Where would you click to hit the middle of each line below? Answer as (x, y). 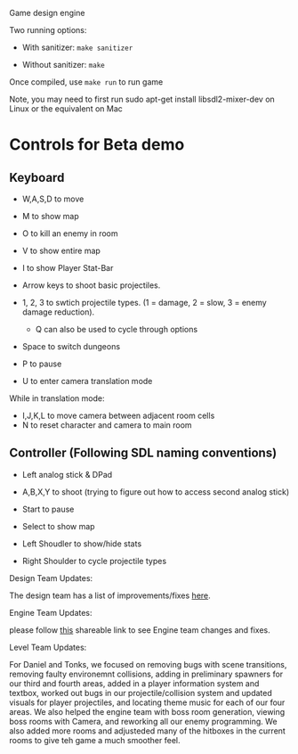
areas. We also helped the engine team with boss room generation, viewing (147, 711)
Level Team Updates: (48, 647)
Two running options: (48, 30)
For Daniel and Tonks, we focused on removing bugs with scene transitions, (148, 664)
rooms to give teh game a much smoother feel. (95, 740)
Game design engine (47, 13)
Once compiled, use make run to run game (86, 82)
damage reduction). (58, 312)
